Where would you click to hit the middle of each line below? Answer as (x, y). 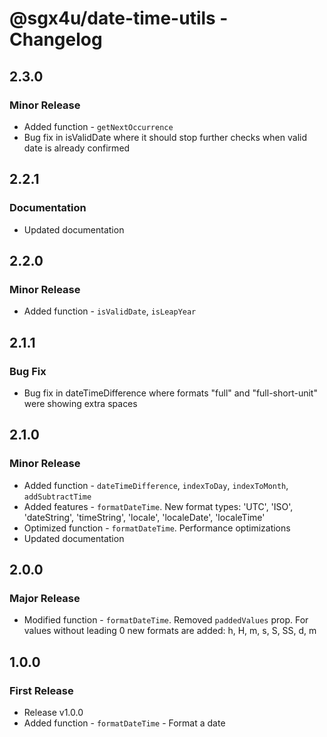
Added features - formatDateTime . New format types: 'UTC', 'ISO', (158, 506)
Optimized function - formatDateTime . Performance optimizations (157, 528)
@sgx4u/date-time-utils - (119, 18)
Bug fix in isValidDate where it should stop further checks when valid (165, 137)
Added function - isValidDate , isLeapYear (110, 311)
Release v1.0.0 (53, 712)
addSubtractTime (57, 497)
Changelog (56, 39)
